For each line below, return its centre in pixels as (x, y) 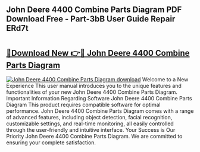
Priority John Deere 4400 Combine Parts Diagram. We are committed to (94, 136)
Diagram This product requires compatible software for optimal (83, 104)
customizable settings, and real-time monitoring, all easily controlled (90, 123)
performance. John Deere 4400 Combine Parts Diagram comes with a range (100, 111)
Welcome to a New (165, 79)
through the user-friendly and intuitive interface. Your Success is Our (91, 130)
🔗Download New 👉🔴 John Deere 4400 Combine (98, 53)
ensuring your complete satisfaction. (51, 142)
